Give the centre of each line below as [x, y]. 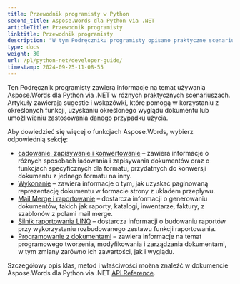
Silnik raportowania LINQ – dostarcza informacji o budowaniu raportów [122, 221]
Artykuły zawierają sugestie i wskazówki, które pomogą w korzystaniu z [113, 102]
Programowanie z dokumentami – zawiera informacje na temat [110, 236]
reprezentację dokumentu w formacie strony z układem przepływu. [116, 191]
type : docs [24, 47]
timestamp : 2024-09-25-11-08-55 [55, 67]
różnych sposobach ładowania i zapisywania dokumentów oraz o [114, 161]
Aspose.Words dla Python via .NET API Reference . [81, 273]
